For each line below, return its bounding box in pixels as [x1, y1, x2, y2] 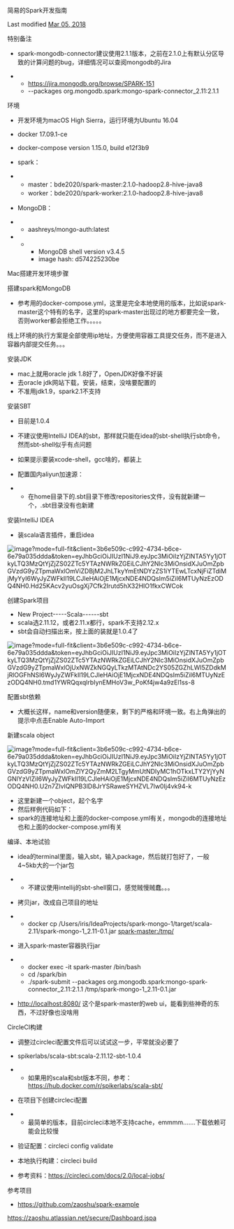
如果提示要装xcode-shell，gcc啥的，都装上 [17, 455, 142, 463]
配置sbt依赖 [7, 693, 41, 700]
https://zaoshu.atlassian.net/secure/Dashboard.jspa [7, 1214, 157, 1222]
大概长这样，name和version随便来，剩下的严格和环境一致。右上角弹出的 [17, 707, 226, 716]
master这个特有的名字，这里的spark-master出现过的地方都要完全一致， [17, 308, 224, 316]
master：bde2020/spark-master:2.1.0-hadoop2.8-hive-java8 [27, 180, 203, 189]
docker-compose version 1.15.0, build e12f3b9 [17, 144, 149, 152]
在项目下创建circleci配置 [17, 1096, 88, 1104]
